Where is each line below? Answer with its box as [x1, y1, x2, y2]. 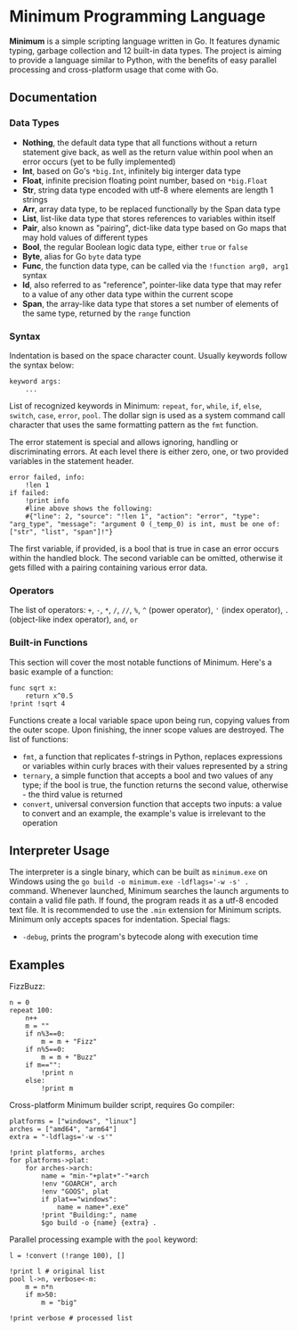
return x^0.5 [25, 691, 74, 700]
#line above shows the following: [25, 504, 153, 513]
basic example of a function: [9, 666, 114, 677]
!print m [41, 1084, 74, 1094]
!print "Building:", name [41, 1211, 138, 1219]
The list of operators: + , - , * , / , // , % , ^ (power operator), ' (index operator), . [9, 605, 289, 616]
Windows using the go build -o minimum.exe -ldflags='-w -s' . [9, 876, 249, 887]
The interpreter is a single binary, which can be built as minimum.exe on [9, 867, 269, 878]
